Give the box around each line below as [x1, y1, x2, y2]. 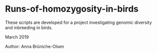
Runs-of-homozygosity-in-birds [5, 3, 139, 15]
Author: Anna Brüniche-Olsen [5, 43, 64, 49]
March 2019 [5, 34, 29, 40]
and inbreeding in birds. [5, 24, 53, 30]
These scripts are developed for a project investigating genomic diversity [5, 19, 152, 25]
